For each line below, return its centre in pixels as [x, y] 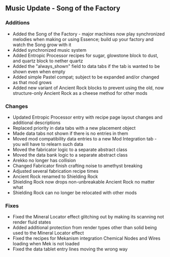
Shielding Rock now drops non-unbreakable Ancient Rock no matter [83, 181]
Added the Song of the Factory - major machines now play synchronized [89, 34]
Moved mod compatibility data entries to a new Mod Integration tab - [84, 138]
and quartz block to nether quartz [48, 61]
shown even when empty [39, 71]
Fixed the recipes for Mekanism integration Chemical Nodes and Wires [87, 238]
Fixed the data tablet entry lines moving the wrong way [70, 249]
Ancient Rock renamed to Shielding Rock [55, 176]
